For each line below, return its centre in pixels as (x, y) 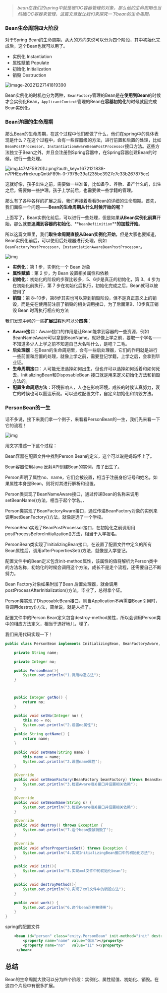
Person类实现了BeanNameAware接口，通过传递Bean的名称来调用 (72, 494)
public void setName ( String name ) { (52, 752)
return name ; (36, 739)
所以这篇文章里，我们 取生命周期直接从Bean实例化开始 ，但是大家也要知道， (82, 234)
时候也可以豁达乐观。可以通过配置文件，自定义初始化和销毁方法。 (88, 393)
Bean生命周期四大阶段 (32, 28)
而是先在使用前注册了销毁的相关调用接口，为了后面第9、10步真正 (88, 304)
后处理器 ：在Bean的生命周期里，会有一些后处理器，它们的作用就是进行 (85, 350)
